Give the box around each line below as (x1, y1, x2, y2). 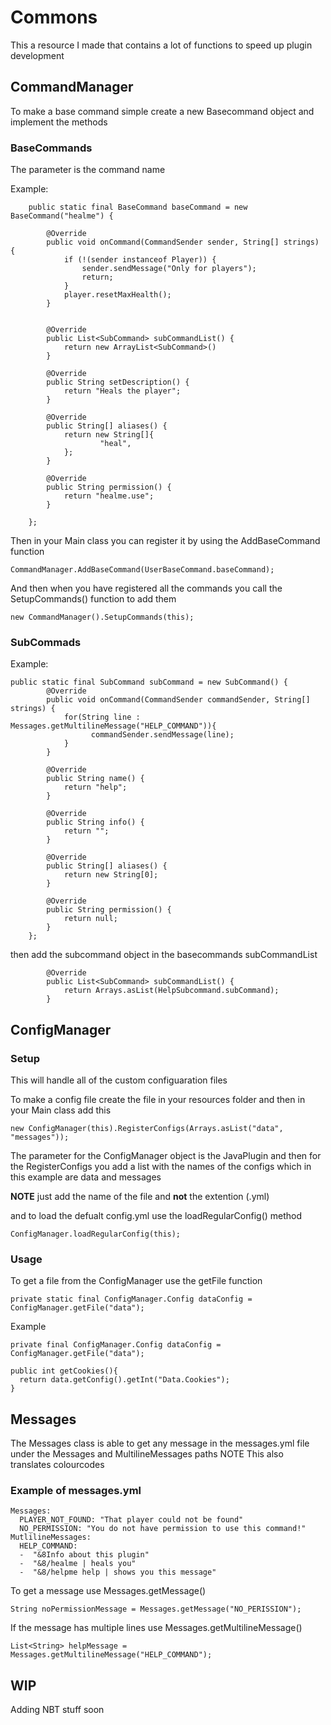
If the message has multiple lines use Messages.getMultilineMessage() (10, 1622, 303, 1634)
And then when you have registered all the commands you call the (10, 582, 283, 595)
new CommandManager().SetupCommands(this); (10, 612, 195, 623)
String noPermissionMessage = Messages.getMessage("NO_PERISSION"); (10, 1604, 302, 1615)
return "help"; (63, 782, 128, 793)
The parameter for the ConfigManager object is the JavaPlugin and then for (10, 1150, 322, 1162)
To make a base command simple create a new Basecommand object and (10, 105, 315, 117)
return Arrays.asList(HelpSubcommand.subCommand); (63, 986, 280, 996)
